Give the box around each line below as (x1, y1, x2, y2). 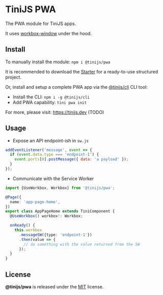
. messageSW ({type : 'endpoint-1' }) (18, 232, 93, 237)
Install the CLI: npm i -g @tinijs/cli (12, 93, 90, 100)
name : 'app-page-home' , (10, 199, 60, 205)
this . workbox (14, 228, 42, 233)
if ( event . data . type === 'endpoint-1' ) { (10, 152, 99, 157)
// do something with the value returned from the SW (23, 241, 140, 247)
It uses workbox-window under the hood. (5, 30, 92, 36)
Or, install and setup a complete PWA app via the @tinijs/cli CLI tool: (5, 84, 148, 90)
